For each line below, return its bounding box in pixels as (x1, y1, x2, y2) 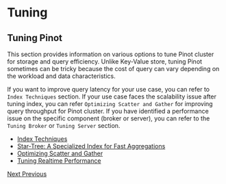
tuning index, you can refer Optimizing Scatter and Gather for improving (7, 100, 214, 107)
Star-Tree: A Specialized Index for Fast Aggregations (16, 142, 166, 150)
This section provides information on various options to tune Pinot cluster (7, 50, 214, 58)
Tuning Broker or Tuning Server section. (7, 122, 121, 129)
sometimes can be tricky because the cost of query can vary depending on (7, 65, 220, 73)
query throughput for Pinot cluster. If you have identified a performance (7, 107, 209, 115)
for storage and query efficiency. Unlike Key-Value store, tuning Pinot (7, 57, 203, 66)
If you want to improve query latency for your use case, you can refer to (7, 86, 210, 93)
